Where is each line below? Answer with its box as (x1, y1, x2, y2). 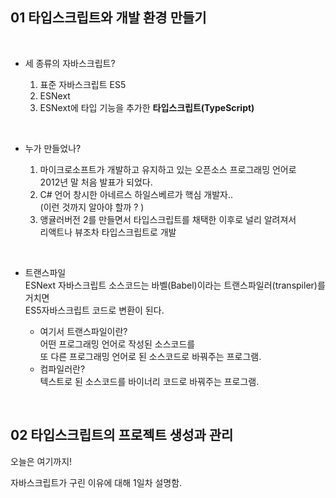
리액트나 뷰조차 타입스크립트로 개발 (39, 226, 177, 238)
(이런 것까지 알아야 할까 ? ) (39, 201, 145, 213)
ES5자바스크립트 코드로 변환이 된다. (24, 304, 165, 316)
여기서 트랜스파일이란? (39, 325, 128, 337)
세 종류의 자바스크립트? (24, 57, 116, 69)
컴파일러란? (39, 363, 86, 375)
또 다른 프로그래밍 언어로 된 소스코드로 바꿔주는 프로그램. (39, 350, 262, 362)
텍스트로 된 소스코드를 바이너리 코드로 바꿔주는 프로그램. (39, 375, 260, 387)
